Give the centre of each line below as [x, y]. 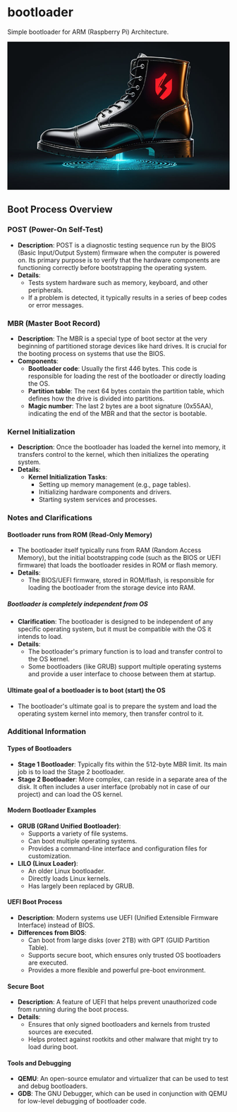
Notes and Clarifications [50, 518]
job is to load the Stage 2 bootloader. [71, 771]
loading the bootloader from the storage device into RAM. [112, 588]
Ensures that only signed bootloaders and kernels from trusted [119, 1025]
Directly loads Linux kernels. [69, 878]
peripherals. [45, 290]
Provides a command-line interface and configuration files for [118, 848]
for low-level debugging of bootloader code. [82, 1101]
